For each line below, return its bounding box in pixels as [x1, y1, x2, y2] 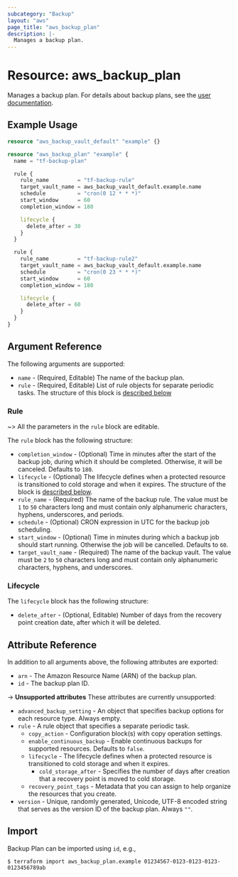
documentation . [7, 99, 54, 107]
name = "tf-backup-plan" [13, 157, 87, 164]
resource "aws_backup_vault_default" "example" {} [7, 138, 161, 145]
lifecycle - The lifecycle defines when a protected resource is [28, 752, 212, 760]
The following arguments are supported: [7, 360, 126, 368]
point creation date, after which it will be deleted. [17, 618, 161, 627]
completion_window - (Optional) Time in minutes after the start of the [17, 449, 217, 458]
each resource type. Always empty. [17, 714, 122, 723]
